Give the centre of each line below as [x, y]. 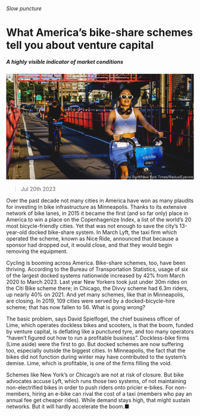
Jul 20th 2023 [38, 189]
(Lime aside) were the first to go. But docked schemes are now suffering [95, 344]
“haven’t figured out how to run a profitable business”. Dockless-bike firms [98, 338]
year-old [17, 232]
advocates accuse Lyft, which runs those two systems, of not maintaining [96, 381]
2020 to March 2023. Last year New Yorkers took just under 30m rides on [97, 282]
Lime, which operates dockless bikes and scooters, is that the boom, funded [100, 325]
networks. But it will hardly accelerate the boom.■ [68, 406]
